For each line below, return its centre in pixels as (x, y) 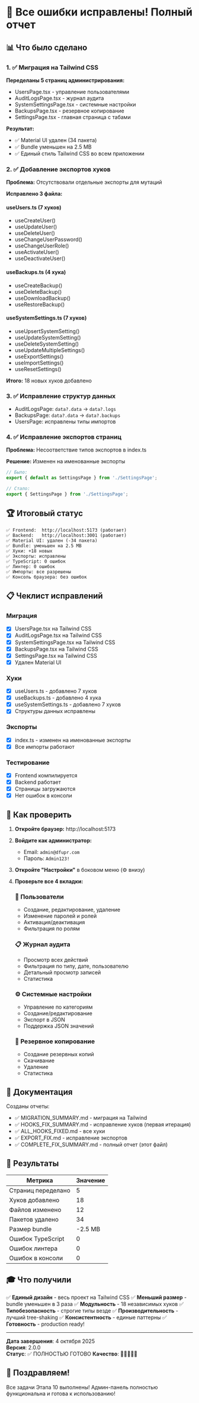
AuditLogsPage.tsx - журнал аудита (59, 98)
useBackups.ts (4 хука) (36, 272)
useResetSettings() (38, 369)
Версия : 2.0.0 (23, 1347)
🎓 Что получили (39, 1280)
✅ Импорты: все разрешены (38, 572)
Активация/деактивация (54, 922)
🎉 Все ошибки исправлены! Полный (99, 12)
